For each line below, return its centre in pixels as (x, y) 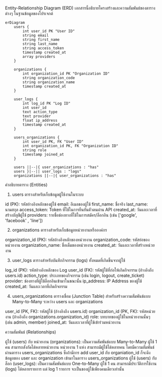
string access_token (43, 48)
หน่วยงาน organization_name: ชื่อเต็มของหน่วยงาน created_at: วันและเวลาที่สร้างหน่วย (80, 245)
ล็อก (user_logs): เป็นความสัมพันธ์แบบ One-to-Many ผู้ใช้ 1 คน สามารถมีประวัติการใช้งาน (81, 363)
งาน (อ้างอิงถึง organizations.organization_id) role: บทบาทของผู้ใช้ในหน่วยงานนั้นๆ (78, 317)
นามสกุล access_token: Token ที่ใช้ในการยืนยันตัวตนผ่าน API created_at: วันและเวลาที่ (81, 210)
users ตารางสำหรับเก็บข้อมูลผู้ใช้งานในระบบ (48, 194)
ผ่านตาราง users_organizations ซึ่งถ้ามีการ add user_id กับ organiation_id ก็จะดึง (78, 352)
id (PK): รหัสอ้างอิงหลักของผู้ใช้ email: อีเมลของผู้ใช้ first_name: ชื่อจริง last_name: (77, 204)
